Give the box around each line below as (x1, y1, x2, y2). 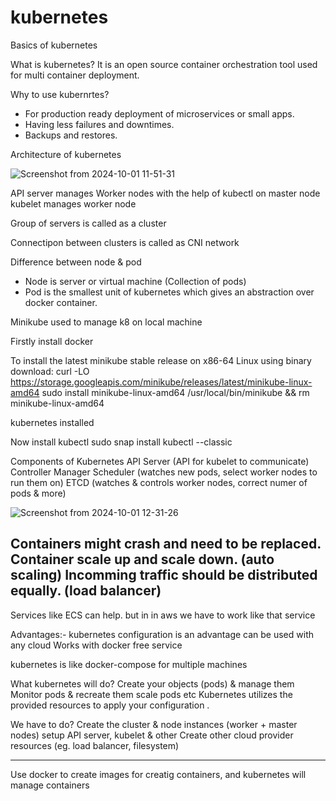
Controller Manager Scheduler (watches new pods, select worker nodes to (10, 466, 318, 478)
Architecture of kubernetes (10, 148, 122, 160)
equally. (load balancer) (10, 582, 162, 600)
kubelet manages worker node (10, 197, 137, 210)
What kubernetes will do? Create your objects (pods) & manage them (10, 677, 295, 690)
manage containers (10, 779, 90, 791)
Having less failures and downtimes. (24, 118, 175, 130)
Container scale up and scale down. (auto (10, 551, 275, 568)
